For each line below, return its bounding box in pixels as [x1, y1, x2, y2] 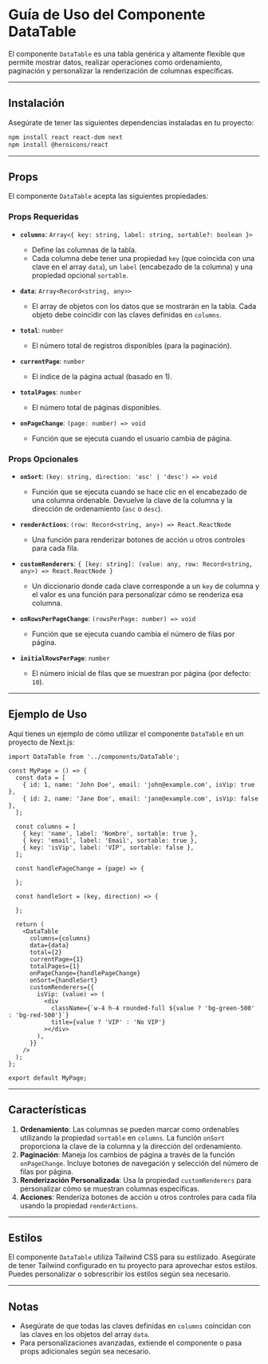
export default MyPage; [8, 1073, 88, 1082]
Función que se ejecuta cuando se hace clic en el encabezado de [31, 487, 247, 496]
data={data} [29, 941, 69, 949]
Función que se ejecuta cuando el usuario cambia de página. [31, 433, 232, 443]
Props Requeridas [8, 212, 79, 223]
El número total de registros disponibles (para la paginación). [31, 341, 233, 350]
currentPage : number [19, 356, 85, 366]
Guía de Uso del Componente [8, 6, 206, 24]
